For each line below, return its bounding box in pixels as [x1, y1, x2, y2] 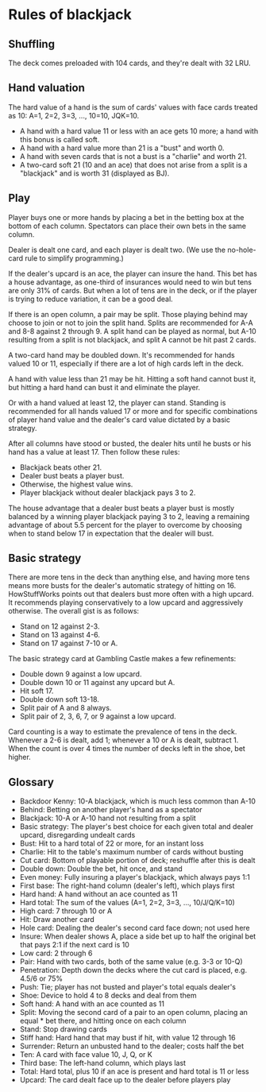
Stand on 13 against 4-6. [19, 630, 101, 640]
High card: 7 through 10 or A [19, 906, 113, 916]
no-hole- [227, 245, 256, 254]
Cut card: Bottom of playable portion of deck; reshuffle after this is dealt [19, 856, 256, 865]
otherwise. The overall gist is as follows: [8, 606, 140, 616]
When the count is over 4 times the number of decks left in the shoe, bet [8, 744, 246, 753]
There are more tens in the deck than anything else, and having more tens [8, 572, 250, 582]
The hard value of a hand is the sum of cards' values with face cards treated [8, 102, 258, 112]
